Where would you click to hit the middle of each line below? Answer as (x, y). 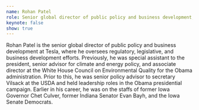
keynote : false (25, 23)
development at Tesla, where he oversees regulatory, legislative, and (90, 52)
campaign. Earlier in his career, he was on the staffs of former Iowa (88, 89)
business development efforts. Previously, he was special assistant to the (95, 58)
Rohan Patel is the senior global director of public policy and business (91, 45)
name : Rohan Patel (29, 12)
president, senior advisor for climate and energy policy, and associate (91, 64)
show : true (20, 28)
